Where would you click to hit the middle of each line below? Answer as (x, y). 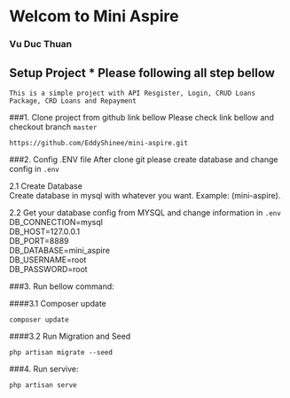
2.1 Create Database (46, 186)
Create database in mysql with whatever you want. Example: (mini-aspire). (145, 195)
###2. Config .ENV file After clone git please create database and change (144, 159)
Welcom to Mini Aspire (94, 16)
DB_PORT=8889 (39, 240)
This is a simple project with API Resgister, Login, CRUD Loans (132, 93)
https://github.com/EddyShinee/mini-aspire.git (99, 143)
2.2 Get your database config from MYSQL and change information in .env (145, 212)
